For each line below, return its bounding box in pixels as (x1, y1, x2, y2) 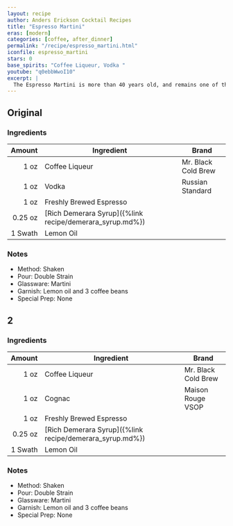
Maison (184, 384, 209, 394)
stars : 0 (7, 56, 33, 62)
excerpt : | (7, 74, 39, 82)
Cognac (44, 393, 71, 403)
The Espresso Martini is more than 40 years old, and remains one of (13, 81, 218, 88)
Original (7, 107, 43, 119)
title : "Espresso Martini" (7, 23, 85, 30)
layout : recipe (7, 10, 51, 17)
